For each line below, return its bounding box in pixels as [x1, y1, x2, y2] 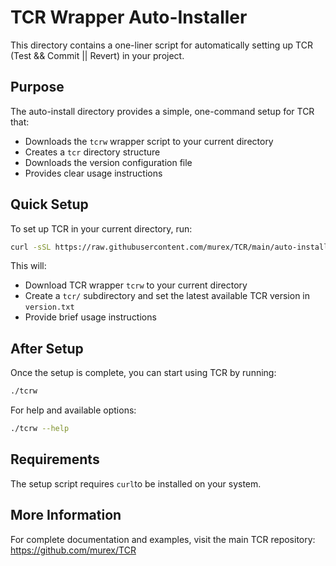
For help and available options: [10, 404, 137, 416]
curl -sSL [10, 242, 52, 252]
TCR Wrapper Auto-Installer [10, 6, 248, 29]
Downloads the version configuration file [24, 156, 193, 168]
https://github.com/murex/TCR [10, 544, 137, 556]
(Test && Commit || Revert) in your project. [10, 49, 185, 61]
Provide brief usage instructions [24, 311, 157, 323]
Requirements [10, 451, 100, 468]
